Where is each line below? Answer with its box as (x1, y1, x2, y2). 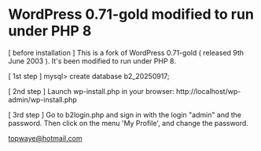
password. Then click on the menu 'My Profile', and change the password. (8, 118, 249, 128)
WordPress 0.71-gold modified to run (8, 5, 254, 23)
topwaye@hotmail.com (8, 133, 83, 142)
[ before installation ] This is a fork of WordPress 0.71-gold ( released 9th (8, 48, 244, 57)
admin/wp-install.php (8, 95, 77, 104)
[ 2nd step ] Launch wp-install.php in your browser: (8, 86, 175, 95)
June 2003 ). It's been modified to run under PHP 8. (8, 56, 177, 66)
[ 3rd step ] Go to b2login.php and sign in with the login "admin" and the (8, 110, 242, 119)
